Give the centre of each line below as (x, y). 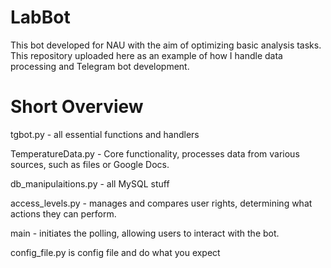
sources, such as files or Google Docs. (90, 164)
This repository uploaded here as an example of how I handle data (146, 55)
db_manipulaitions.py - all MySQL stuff (90, 183)
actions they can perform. (63, 213)
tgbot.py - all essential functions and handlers (105, 134)
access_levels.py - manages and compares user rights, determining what (161, 203)
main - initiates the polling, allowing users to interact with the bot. (145, 233)
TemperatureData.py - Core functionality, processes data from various (155, 153)
